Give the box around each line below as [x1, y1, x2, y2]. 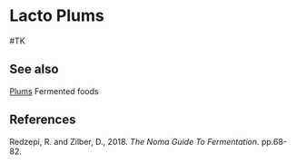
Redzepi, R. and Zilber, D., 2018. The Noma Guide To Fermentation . [9, 136, 261, 147]
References [9, 112, 76, 128]
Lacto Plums [9, 5, 104, 26]
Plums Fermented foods [9, 85, 99, 96]
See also [9, 62, 59, 77]
